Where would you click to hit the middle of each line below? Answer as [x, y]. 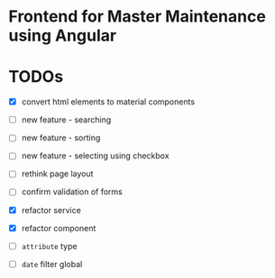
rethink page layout [57, 174]
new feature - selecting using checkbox [95, 156]
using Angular [63, 36]
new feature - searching [66, 120]
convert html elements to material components [108, 102]
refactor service [51, 210]
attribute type [49, 246]
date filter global [52, 264]
